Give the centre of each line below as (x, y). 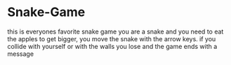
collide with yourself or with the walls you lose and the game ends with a (112, 46)
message (20, 54)
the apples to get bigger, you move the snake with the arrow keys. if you (112, 38)
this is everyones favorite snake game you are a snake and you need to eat (115, 31)
